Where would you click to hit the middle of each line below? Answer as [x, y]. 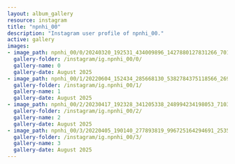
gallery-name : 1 [37, 91]
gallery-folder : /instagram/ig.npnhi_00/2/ [78, 111]
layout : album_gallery [40, 14]
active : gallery [31, 40]
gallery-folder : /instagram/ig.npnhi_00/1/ [78, 85]
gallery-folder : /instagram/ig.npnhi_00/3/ [78, 137]
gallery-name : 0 [37, 66]
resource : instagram [37, 20]
